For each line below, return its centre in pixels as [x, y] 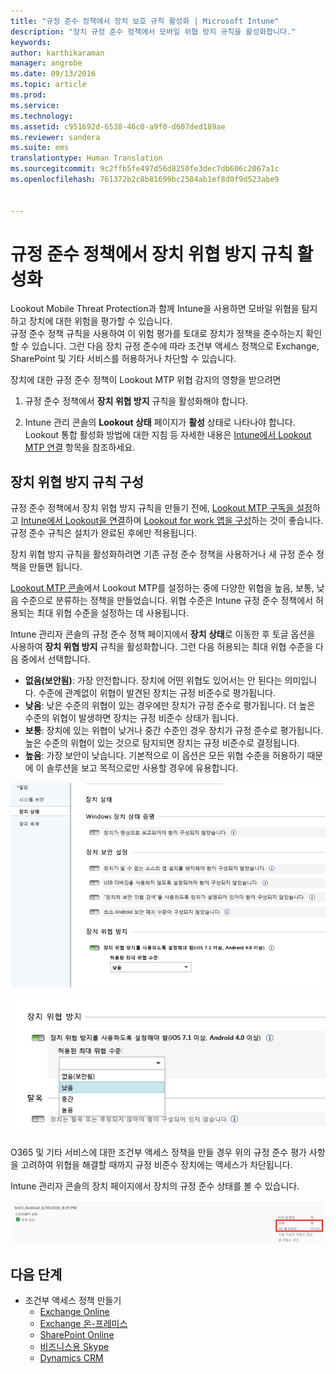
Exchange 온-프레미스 [83, 1323]
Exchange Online [74, 1311]
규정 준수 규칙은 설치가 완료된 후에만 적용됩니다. [104, 533]
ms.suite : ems [40, 148]
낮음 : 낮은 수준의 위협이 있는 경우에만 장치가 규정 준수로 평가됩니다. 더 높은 [170, 706]
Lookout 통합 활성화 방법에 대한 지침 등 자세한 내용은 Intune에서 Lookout [168, 435]
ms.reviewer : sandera [55, 137]
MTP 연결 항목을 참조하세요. [80, 447]
